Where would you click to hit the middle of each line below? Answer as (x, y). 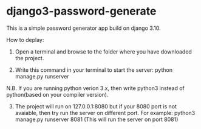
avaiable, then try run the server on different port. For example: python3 (105, 113)
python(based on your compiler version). (57, 94)
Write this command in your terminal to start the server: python (94, 70)
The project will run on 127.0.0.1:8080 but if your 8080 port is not (96, 106)
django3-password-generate (81, 11)
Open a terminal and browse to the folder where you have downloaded (104, 51)
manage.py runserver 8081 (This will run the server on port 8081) (97, 119)
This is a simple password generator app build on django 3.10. (83, 28)
